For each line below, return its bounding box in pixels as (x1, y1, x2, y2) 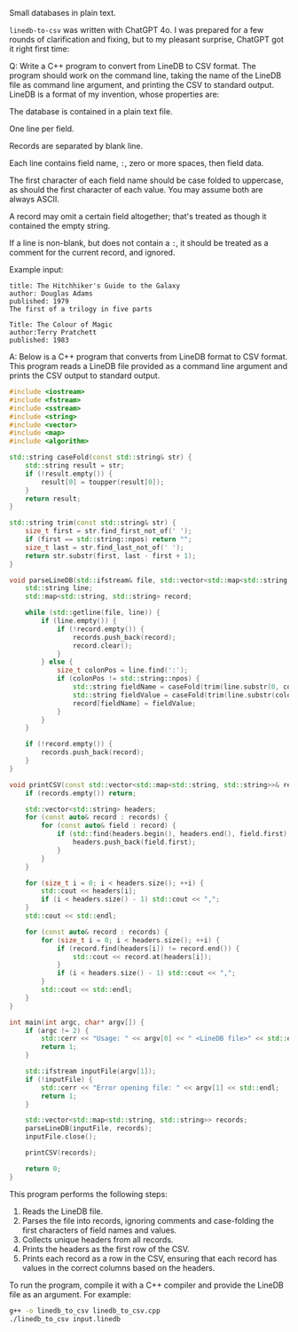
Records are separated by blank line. (9, 141, 144, 151)
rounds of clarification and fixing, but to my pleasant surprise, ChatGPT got (9, 35, 284, 44)
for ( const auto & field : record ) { (41, 821, 176, 831)
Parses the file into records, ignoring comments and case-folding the (21, 1215, 275, 1226)
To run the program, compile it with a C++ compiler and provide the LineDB (9, 1280, 284, 1290)
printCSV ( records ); (25, 1148, 98, 1157)
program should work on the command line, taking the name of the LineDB (9, 70, 282, 81)
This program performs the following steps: (9, 1188, 169, 1199)
